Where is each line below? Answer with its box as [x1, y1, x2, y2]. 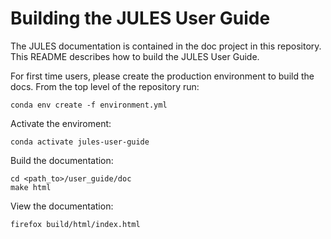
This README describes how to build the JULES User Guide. [10, 50, 260, 62]
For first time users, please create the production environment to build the [10, 70, 315, 82]
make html [10, 182, 52, 192]
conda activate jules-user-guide [10, 137, 150, 147]
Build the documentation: [10, 154, 114, 166]
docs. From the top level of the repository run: [10, 80, 200, 92]
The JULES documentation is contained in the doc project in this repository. [10, 40, 322, 52]
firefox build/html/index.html [10, 219, 141, 229]
